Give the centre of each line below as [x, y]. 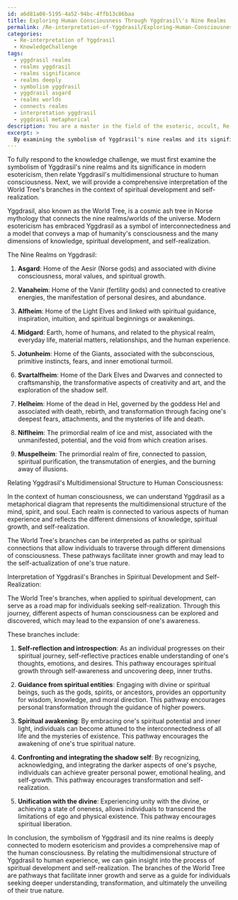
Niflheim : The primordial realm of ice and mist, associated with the [115, 433]
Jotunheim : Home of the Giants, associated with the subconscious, [116, 354]
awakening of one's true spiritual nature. [76, 744]
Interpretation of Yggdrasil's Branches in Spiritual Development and [106, 577]
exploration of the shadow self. [63, 390]
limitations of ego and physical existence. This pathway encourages [117, 816]
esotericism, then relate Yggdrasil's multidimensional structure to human [113, 175]
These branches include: [44, 635]
